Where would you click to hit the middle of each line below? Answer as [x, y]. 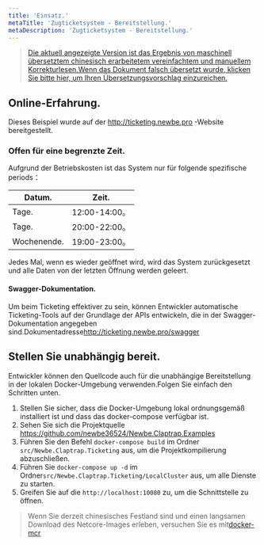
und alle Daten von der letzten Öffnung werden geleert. [98, 271]
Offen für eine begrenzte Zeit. [67, 151]
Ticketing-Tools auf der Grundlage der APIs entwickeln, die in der [115, 314]
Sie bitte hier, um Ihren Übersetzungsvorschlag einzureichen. [128, 78]
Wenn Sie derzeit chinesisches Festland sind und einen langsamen [136, 516]
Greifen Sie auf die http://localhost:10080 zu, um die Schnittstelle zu [134, 492]
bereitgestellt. [31, 131]
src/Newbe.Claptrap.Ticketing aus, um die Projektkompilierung [123, 450]
